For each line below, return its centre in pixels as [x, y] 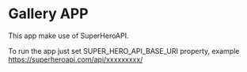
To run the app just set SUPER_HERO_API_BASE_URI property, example [124, 51]
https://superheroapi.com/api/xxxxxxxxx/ [76, 59]
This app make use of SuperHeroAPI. [68, 36]
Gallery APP [48, 14]
